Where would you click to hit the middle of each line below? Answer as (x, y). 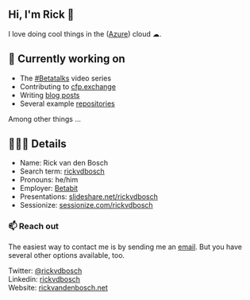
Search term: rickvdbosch (62, 171)
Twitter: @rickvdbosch (45, 271)
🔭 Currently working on (67, 59)
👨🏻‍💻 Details (38, 144)
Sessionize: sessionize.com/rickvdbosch (86, 205)
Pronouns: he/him (49, 180)
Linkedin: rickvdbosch (44, 279)
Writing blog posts (50, 95)
